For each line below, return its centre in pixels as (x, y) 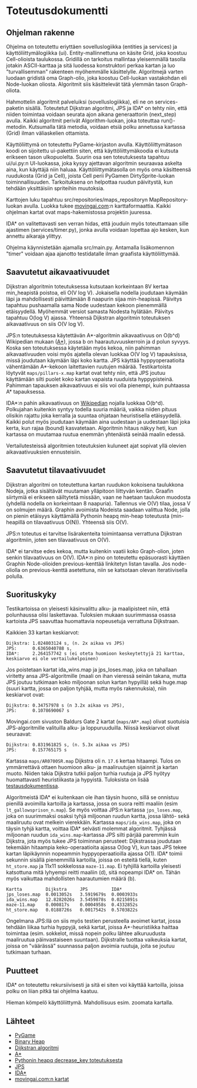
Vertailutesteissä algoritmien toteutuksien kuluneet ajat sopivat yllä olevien (96, 445)
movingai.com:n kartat (42, 1079)
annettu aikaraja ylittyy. (34, 236)
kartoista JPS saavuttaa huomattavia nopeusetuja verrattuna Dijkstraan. (93, 621)
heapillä (16, 522)
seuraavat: (19, 734)
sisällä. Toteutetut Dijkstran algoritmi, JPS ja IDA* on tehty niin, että (106, 108)
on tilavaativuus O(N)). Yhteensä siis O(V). (77, 522)
